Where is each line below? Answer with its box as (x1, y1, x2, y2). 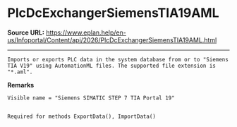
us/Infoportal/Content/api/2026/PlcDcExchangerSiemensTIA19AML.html (7, 35, 217, 44)
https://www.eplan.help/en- (45, 28, 127, 37)
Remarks (7, 80, 35, 89)
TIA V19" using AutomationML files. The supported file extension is (7, 62, 217, 69)
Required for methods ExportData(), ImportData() (7, 113, 157, 120)
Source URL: (7, 28, 44, 37)
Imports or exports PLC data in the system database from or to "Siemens (7, 56, 229, 63)
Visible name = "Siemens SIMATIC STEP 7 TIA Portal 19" (7, 94, 175, 102)
